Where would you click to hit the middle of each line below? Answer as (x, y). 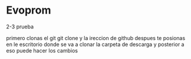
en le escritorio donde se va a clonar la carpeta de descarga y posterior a (95, 44)
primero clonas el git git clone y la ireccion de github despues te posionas (96, 38)
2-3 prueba (20, 27)
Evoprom (29, 10)
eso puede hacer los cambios (42, 50)
